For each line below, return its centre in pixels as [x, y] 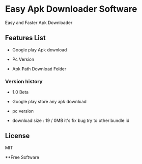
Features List [25, 38]
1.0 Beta [20, 92]
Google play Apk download [40, 49]
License [17, 136]
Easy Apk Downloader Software [71, 9]
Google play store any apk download [49, 102]
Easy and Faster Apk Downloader [39, 23]
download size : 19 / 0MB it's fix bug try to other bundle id [71, 120]
